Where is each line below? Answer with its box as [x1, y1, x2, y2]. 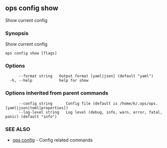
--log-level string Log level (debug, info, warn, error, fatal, [18, 109, 163, 114]
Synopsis [5, 29, 29, 36]
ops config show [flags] [5, 51, 57, 56]
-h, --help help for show [10, 78, 89, 83]
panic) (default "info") [5, 114, 57, 119]
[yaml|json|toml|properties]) [5, 105, 69, 110]
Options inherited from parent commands [5, 89, 109, 96]
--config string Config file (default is [18, 101, 118, 106]
